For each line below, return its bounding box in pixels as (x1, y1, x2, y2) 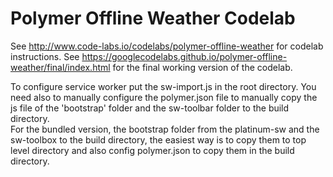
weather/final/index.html (10, 61, 111, 73)
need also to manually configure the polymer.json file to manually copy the (10, 91, 318, 103)
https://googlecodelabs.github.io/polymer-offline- (81, 50, 288, 62)
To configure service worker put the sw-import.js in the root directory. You (10, 80, 317, 92)
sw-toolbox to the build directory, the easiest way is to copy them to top (10, 133, 307, 146)
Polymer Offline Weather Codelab (10, 7, 296, 30)
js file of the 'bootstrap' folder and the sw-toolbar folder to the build (10, 102, 290, 114)
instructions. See (10, 50, 80, 62)
